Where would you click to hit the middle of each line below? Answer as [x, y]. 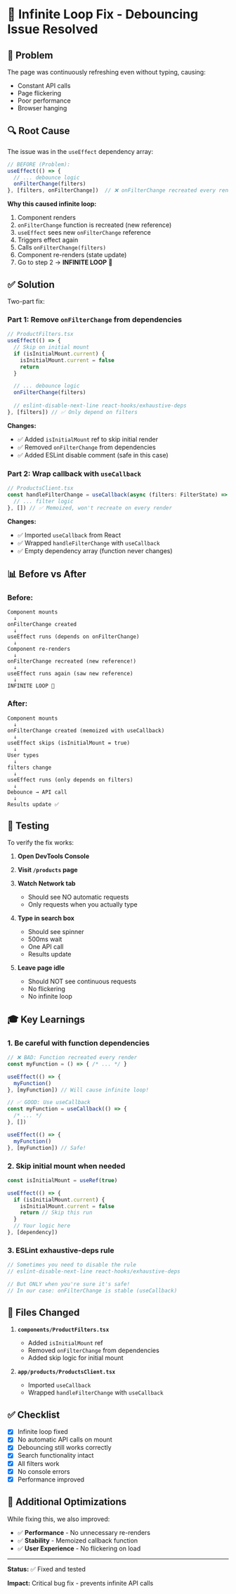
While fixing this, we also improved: [59, 1519]
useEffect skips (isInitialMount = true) [69, 743]
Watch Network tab [46, 883]
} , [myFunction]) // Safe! [47, 1148]
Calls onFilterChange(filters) [62, 247]
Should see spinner [56, 932]
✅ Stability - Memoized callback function [78, 1540]
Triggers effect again [48, 240]
